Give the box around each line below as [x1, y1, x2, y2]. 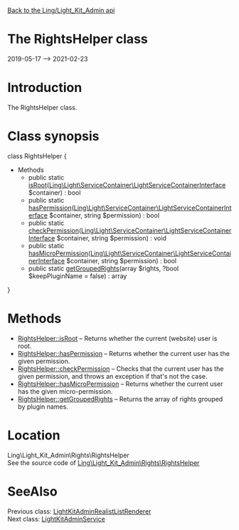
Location [7, 427, 60, 443]
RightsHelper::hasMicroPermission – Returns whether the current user [17, 379, 223, 388]
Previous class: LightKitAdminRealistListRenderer [7, 506, 152, 516]
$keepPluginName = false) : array [28, 271, 127, 280]
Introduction [7, 80, 83, 96]
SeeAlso [7, 483, 58, 499]
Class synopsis [7, 128, 100, 145]
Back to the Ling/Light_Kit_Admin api [7, 6, 115, 14]
